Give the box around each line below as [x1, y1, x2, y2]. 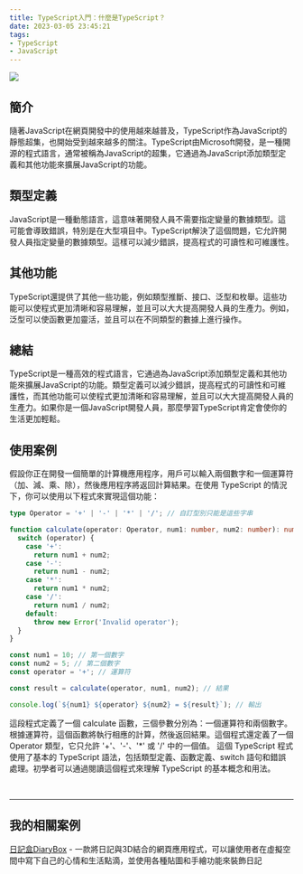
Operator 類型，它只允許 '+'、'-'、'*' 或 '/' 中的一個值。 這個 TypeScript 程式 [9, 740, 294, 751]
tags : [9, 30, 30, 39]
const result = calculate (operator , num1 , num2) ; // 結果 [9, 683, 229, 692]
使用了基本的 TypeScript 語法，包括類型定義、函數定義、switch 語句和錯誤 [9, 751, 287, 762]
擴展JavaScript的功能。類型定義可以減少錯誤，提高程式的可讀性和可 [24, 380, 279, 390]
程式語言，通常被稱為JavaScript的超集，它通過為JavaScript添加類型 [24, 147, 279, 158]
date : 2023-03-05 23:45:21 [9, 22, 111, 31]
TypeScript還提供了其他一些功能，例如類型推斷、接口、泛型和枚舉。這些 [9, 291, 280, 302]
